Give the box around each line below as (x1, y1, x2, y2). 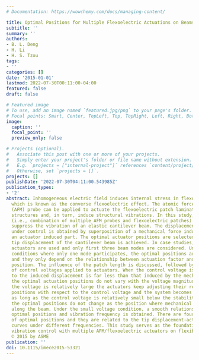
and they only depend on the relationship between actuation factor (11, 256, 184, 262)
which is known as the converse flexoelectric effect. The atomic (11, 201, 179, 207)
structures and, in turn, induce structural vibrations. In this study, (11, 212, 195, 218)
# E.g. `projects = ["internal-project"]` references (6, 162, 147, 168)
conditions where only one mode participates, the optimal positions (11, 251, 187, 257)
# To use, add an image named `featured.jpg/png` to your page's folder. (6, 108, 192, 113)
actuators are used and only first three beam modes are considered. (11, 245, 187, 251)
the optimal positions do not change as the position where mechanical (11, 301, 192, 307)
